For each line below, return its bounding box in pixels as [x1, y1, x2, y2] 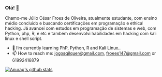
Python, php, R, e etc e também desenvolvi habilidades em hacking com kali [5, 31, 157, 37]
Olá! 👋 [5, 4, 19, 11]
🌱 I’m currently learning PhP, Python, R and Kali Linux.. [12, 45, 121, 51]
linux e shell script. [5, 36, 43, 41]
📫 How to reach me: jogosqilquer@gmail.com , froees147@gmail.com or [12, 51, 156, 56]
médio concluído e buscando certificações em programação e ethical [5, 20, 144, 26]
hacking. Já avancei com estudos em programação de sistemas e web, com [5, 26, 157, 31]
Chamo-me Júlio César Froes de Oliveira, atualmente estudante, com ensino [5, 15, 157, 21]
